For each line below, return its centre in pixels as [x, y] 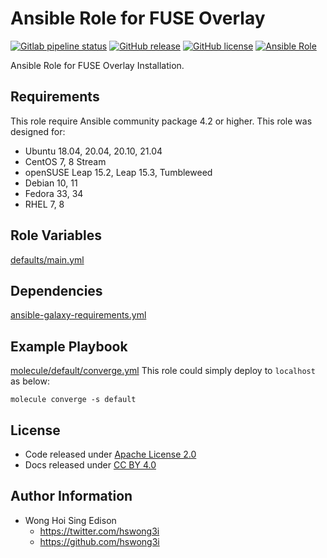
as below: [30, 381]
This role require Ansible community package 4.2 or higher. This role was [161, 121]
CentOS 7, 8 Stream [65, 161]
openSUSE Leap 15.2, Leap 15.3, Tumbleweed [118, 172]
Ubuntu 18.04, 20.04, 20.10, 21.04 [93, 151]
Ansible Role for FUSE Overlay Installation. [97, 65]
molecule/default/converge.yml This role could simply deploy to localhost [163, 371]
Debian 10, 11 [51, 183]
